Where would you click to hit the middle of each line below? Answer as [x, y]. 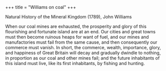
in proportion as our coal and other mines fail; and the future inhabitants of [82, 58]
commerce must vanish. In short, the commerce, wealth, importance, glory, [83, 47]
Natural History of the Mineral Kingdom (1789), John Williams [69, 17]
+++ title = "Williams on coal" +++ [41, 7]
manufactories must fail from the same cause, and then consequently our [81, 42]
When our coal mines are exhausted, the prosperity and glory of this [76, 26]
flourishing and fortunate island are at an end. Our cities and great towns [80, 32]
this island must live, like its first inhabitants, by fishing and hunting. [75, 63]
